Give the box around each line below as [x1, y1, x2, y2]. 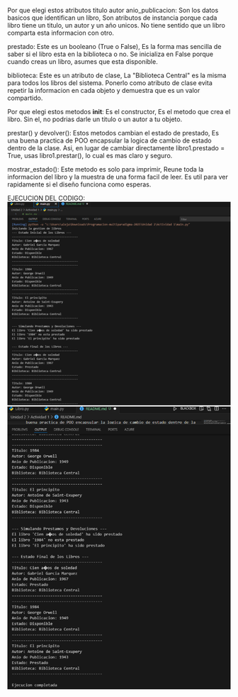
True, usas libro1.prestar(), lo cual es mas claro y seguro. [7, 152, 173, 160]
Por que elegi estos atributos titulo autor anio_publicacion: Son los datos [7, 6, 219, 14]
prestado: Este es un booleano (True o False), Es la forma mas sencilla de [7, 43, 222, 50]
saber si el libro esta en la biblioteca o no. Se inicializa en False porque [7, 50, 214, 58]
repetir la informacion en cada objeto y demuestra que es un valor [7, 87, 200, 94]
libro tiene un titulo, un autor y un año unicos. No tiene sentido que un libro [7, 21, 225, 29]
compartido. [7, 94, 43, 102]
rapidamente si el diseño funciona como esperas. [7, 180, 152, 189]
